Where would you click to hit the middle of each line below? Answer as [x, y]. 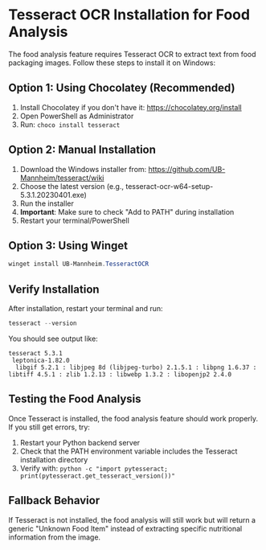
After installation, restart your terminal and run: [86, 309]
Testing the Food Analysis [75, 399]
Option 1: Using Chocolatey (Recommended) [122, 88]
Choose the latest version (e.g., [72, 186]
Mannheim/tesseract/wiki [62, 178]
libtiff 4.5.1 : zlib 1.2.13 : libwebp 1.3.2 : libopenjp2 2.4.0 [120, 374]
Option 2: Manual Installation [82, 150]
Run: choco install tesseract [70, 124]
